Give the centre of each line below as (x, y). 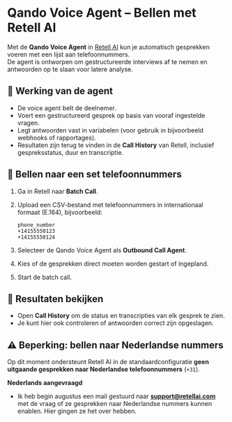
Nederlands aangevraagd (45, 383)
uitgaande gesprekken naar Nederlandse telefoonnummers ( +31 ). (103, 369)
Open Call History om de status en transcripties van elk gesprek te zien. (121, 316)
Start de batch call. (45, 277)
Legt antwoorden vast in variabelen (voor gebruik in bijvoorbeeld (110, 130)
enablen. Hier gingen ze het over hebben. (77, 411)
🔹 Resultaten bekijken (55, 299)
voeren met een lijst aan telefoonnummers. (69, 54)
